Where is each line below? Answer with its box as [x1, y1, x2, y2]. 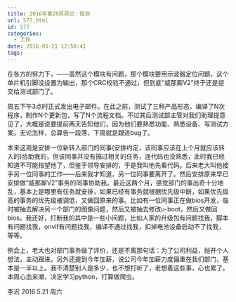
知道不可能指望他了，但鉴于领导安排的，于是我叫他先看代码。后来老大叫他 [7, 161, 223, 169]
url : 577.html [7, 17, 49, 24]
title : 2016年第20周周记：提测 [7, 10, 91, 18]
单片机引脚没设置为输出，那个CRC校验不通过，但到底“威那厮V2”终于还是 [7, 78, 218, 86]
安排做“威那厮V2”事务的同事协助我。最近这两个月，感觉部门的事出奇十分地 [7, 178, 224, 187]
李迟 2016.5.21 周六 [7, 287, 63, 296]
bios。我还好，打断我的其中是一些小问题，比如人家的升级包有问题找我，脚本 [7, 214, 229, 222]
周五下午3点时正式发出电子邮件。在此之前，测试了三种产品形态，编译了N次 [7, 102, 225, 110]
